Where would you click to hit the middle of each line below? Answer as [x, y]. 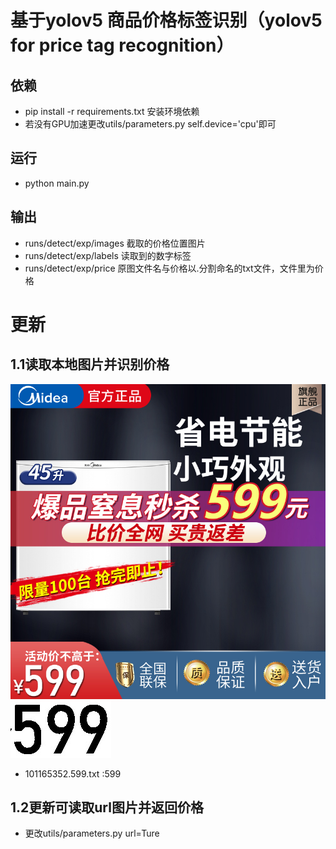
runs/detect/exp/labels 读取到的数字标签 [108, 255]
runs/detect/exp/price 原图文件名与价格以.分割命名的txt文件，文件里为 [169, 268]
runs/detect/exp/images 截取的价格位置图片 [115, 243]
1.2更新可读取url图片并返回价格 [107, 807]
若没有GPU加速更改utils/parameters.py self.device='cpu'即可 [150, 124]
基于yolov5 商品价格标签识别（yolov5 [166, 20]
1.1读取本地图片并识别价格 [90, 364]
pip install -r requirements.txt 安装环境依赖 [112, 111]
